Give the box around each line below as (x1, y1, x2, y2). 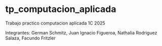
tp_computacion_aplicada (5, 3, 116, 15)
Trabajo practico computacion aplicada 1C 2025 (5, 20, 105, 26)
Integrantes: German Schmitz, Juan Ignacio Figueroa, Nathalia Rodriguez (5, 29, 157, 35)
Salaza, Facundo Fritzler (5, 35, 56, 41)
